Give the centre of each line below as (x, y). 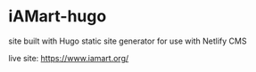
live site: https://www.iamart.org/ (69, 58)
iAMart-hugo (58, 16)
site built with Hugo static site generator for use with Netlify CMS (128, 41)
